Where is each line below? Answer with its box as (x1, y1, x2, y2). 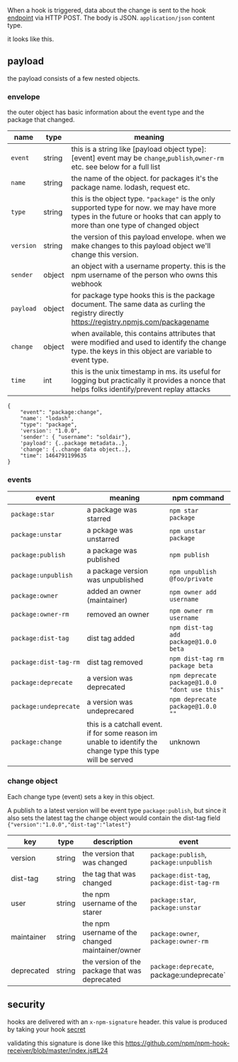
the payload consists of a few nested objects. (7, 74, 140, 82)
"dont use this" (169, 686, 225, 694)
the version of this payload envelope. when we (71, 232, 227, 242)
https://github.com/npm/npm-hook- (125, 1039, 230, 1047)
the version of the (82, 956, 142, 966)
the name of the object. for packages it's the (71, 174, 219, 184)
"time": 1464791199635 (20, 452, 87, 459)
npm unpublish (169, 568, 217, 576)
